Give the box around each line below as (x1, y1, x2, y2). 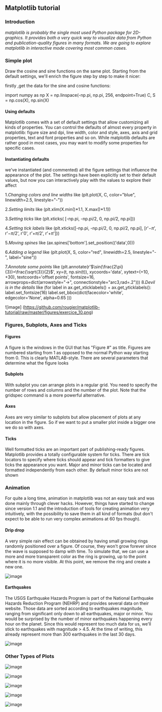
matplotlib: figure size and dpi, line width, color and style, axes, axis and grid (5, 130, 158, 136)
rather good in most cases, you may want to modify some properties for (5, 140, 148, 146)
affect (5, 182, 17, 189)
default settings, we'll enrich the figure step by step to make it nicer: (5, 73, 141, 79)
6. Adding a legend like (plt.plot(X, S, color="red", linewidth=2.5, (5, 249, 132, 255)
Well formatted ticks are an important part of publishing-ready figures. (5, 447, 145, 452)
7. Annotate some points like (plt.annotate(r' (5, 264, 91, 270)
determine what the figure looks (5, 360, 69, 366)
